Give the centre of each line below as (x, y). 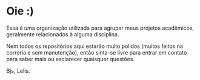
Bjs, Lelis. (18, 70)
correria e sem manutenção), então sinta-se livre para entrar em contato (97, 52)
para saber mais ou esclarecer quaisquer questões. (71, 59)
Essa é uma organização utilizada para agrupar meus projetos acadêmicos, (100, 28)
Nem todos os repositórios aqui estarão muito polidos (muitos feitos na (95, 46)
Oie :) (20, 11)
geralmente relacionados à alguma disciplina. (63, 34)
